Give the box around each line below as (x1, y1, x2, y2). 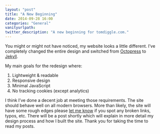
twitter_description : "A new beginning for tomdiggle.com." (5, 30, 129, 35)
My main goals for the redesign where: (5, 63, 82, 69)
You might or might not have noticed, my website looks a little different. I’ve (5, 43, 156, 49)
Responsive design (12, 77, 50, 83)
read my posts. (5, 123, 35, 129)
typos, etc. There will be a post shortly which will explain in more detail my (5, 113, 154, 118)
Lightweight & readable (12, 73, 59, 78)
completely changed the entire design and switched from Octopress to (5, 48, 146, 54)
